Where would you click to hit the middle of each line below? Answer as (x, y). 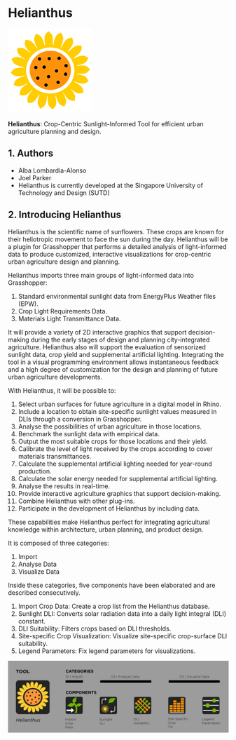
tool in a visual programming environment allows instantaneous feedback (113, 362)
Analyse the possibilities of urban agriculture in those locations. (110, 426)
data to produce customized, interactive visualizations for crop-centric (110, 254)
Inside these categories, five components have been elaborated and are (112, 585)
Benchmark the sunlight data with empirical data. (89, 433)
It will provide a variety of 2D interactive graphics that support (97, 332)
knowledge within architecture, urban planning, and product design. (106, 529)
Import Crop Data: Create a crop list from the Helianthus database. (114, 606)
